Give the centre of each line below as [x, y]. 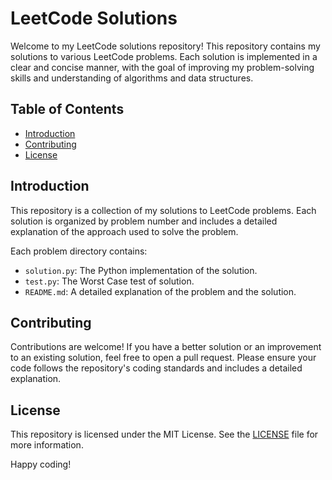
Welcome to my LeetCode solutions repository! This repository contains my [165, 46]
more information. [47, 445]
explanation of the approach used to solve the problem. [124, 231]
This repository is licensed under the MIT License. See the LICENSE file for [164, 434]
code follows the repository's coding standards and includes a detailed [156, 368]
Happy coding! [41, 464]
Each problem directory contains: [79, 251]
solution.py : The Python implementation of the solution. [141, 270]
